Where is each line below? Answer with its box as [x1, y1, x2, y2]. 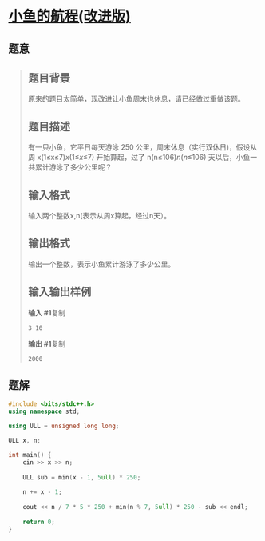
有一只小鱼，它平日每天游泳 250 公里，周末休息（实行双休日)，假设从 [27, 142, 258, 152]
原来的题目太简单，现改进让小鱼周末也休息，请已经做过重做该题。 [27, 94, 245, 104]
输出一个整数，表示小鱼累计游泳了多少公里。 [27, 259, 176, 269]
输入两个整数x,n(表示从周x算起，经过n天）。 [27, 211, 172, 221]
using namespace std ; [8, 407, 81, 416]
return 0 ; [22, 518, 56, 526]
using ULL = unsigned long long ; [8, 422, 120, 431]
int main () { [8, 451, 52, 459]
